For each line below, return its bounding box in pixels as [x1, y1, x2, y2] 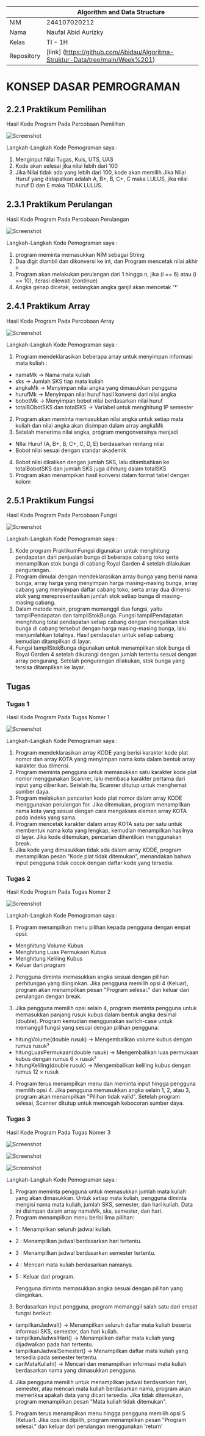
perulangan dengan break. [15, 993, 82, 1000]
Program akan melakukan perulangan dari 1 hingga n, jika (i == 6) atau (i [15, 270, 196, 278]
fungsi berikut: [15, 1309, 52, 1316]
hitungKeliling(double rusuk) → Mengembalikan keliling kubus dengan [15, 1061, 191, 1069]
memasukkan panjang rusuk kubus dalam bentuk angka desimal [15, 1011, 177, 1018]
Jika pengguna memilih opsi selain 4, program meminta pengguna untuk [15, 1005, 197, 1012]
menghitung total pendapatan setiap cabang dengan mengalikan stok [15, 619, 190, 626]
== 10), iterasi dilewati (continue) [15, 277, 98, 284]
